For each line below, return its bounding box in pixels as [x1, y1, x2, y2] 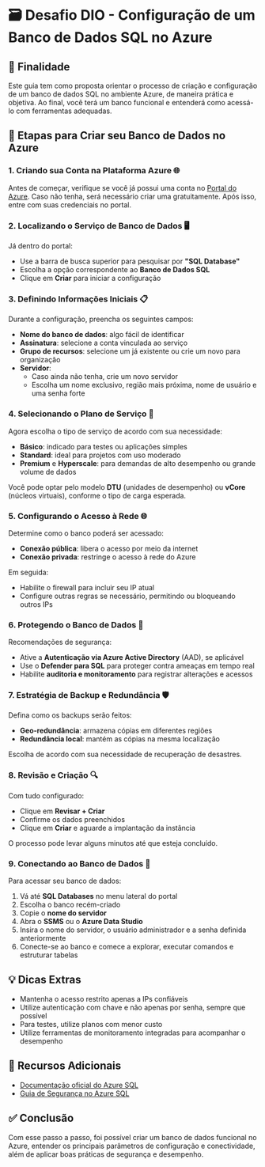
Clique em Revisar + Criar [19, 806, 105, 816]
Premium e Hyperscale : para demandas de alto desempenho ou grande [19, 458, 256, 468]
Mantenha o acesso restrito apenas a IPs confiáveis [19, 994, 188, 1003]
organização [19, 355, 61, 365]
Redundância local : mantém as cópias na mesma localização [19, 734, 220, 744]
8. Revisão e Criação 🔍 [8, 770, 99, 781]
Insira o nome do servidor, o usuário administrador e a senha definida [19, 925, 247, 934]
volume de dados [19, 467, 77, 476]
